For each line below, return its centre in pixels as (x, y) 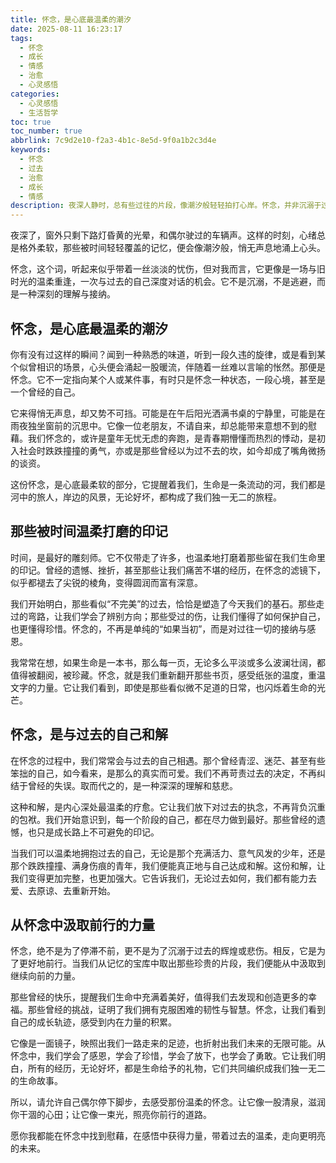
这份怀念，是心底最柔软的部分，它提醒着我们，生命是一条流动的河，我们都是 (168, 484)
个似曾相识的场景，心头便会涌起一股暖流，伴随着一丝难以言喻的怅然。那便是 (168, 367)
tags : (21, 38)
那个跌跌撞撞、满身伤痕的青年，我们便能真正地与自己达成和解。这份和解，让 (168, 865)
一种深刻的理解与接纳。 (67, 294)
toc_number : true (46, 131)
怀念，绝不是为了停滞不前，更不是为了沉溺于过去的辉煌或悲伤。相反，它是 (163, 951)
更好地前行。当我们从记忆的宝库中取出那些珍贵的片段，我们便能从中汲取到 (172, 963)
